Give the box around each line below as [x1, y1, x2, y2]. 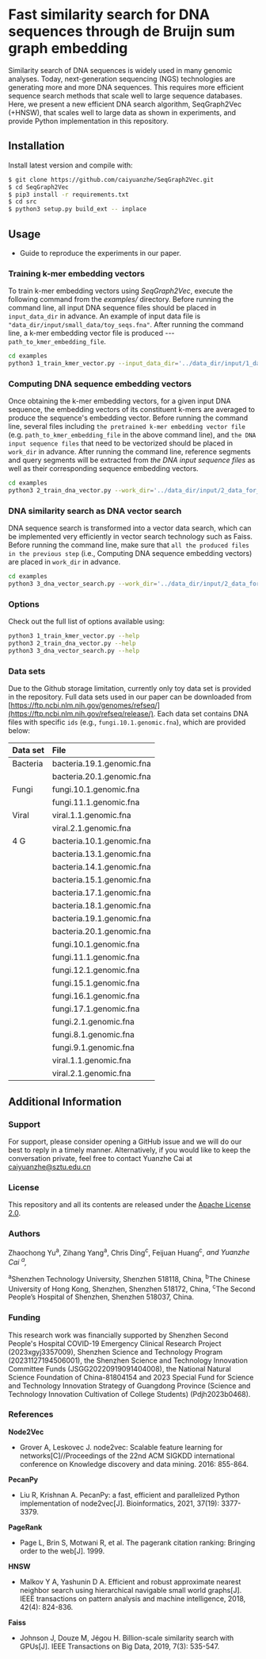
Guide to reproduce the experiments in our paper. [19, 248, 182, 257]
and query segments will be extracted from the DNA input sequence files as [8, 455, 256, 465]
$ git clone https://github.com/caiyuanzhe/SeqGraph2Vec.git [8, 176, 215, 183]
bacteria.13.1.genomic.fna [51, 848, 152, 859]
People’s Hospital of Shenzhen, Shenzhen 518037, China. [8, 1292, 195, 1302]
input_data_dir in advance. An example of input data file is [8, 311, 201, 321]
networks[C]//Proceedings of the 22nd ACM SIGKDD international [19, 1451, 235, 1460]
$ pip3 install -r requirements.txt [8, 191, 129, 199]
